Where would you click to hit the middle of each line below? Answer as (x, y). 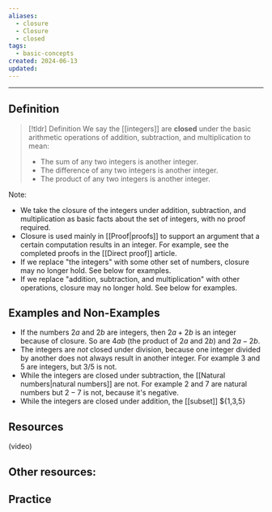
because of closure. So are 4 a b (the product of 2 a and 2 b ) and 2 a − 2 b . (140, 341)
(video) (20, 446)
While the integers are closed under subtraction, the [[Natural (123, 375)
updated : (23, 69)
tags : (17, 46)
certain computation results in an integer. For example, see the (124, 245)
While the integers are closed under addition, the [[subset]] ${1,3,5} (133, 401)
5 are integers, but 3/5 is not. (68, 367)
